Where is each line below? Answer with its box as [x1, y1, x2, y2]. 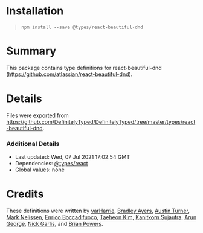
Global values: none [14, 166, 65, 173]
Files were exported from [6, 112, 69, 119]
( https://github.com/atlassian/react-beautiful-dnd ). [6, 71, 133, 78]
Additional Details [6, 139, 60, 148]
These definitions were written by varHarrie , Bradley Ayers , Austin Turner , [6, 207, 190, 215]
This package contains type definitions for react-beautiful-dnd [6, 64, 162, 71]
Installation [6, 4, 64, 18]
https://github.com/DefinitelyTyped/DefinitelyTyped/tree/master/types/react [6, 118, 196, 125]
